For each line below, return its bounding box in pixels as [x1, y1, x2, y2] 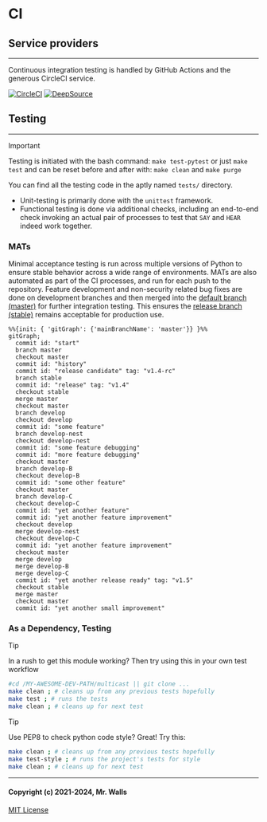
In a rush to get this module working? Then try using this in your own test [8, 656, 248, 666]
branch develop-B [15, 465, 73, 473]
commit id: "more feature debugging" [15, 451, 141, 459]
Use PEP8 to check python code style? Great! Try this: [8, 732, 186, 741]
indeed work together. [19, 221, 93, 230]
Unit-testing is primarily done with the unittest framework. [19, 195, 214, 205]
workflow [8, 665, 39, 675]
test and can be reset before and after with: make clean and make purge [8, 164, 242, 174]
